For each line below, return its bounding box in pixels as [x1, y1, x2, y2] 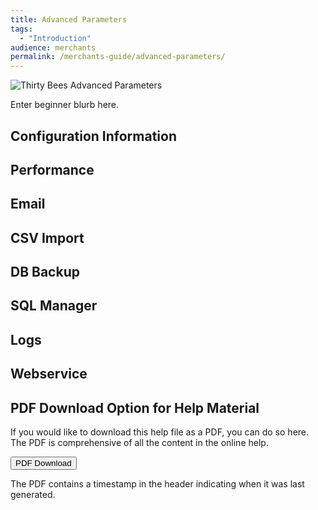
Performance [10, 161, 95, 178]
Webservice [10, 366, 88, 383]
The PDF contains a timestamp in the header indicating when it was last [10, 478, 305, 490]
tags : [10, 24, 33, 34]
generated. [10, 489, 56, 501]
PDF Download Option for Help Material [10, 399, 260, 416]
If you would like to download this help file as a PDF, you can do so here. [10, 426, 310, 438]
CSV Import [10, 229, 85, 246]
